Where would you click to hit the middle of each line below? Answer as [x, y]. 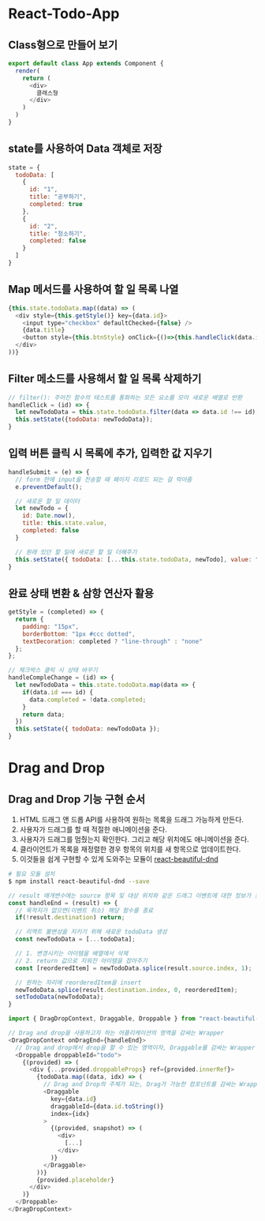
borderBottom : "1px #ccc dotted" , [79, 634]
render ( [28, 71]
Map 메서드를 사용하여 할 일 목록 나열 [93, 289]
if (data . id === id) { [58, 692]
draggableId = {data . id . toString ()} [107, 1106]
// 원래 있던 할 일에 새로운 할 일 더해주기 [76, 552]
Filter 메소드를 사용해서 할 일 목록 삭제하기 [105, 379]
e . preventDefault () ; [49, 487]
